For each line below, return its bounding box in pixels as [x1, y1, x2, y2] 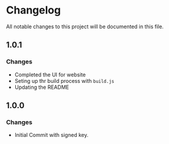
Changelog [6, 4, 61, 17]
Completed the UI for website [14, 71, 86, 78]
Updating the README [14, 83, 69, 91]
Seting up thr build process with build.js [14, 77, 114, 84]
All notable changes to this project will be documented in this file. [6, 23, 164, 30]
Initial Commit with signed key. [14, 132, 89, 139]
